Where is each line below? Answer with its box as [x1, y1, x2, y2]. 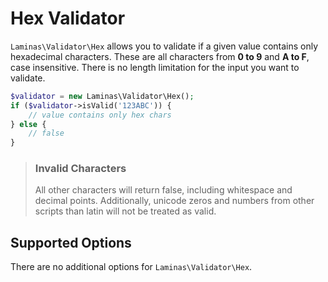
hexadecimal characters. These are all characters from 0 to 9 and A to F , [10, 50, 310, 62]
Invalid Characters [34, 162, 127, 176]
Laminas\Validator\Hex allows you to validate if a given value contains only [10, 40, 319, 52]
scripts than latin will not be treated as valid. [34, 205, 217, 217]
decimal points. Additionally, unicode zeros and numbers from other [34, 195, 315, 207]
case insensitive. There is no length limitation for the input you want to [10, 61, 300, 73]
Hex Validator [10, 7, 126, 30]
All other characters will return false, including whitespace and [34, 184, 293, 196]
